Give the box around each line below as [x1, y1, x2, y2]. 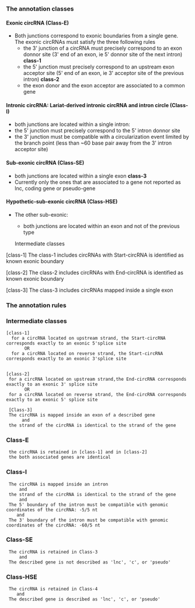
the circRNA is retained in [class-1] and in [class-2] [8, 449, 148, 455]
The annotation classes [6, 5, 74, 13]
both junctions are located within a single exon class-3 [14, 172, 147, 179]
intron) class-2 [23, 76, 60, 83]
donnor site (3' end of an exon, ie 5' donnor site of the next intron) [23, 51, 183, 58]
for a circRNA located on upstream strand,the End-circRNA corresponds [8, 376, 187, 382]
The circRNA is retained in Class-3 [8, 549, 98, 555]
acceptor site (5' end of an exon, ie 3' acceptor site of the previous [23, 70, 184, 77]
